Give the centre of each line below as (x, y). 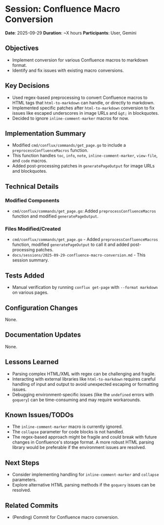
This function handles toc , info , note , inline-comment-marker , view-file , (85, 156)
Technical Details (32, 186)
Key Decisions (27, 86)
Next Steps (22, 463)
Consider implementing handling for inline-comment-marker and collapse (85, 475)
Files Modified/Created (33, 229)
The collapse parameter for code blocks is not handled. (68, 432)
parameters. (24, 480)
